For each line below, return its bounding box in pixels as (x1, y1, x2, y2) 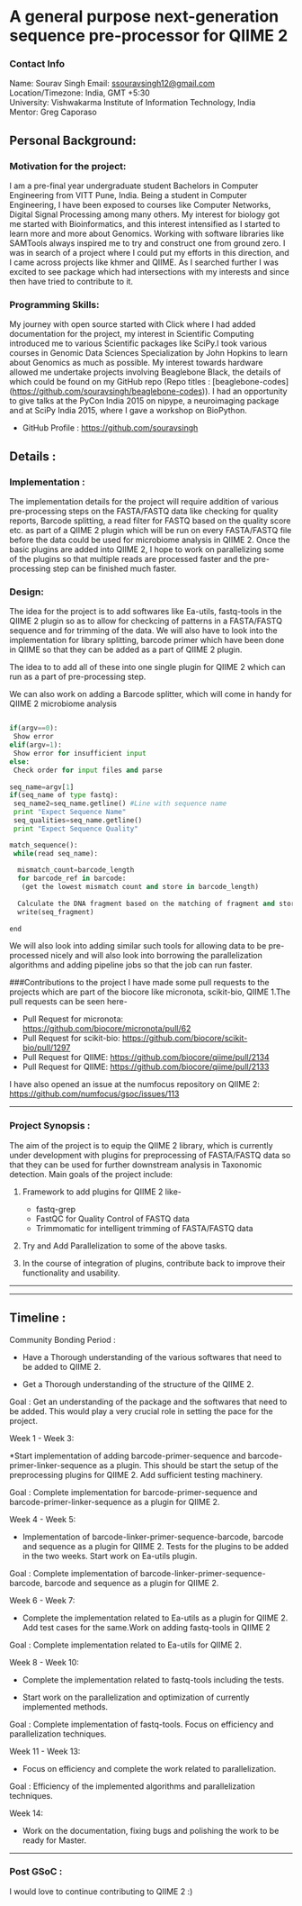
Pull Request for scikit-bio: (22, 1033, 120, 1044)
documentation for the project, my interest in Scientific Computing (9, 329, 254, 340)
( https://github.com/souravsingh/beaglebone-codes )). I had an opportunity (9, 386, 288, 397)
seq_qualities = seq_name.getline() (13, 816, 143, 825)
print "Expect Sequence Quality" (13, 824, 139, 833)
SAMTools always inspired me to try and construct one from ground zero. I (9, 238, 286, 249)
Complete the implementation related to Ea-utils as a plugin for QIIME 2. (22, 1612, 289, 1623)
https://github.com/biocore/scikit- (121, 1033, 248, 1044)
